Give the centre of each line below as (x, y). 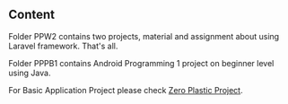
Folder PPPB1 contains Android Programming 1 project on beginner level (141, 63)
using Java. (30, 73)
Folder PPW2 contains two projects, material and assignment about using (144, 36)
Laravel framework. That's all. (63, 46)
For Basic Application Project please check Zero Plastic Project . (126, 90)
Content (32, 15)
